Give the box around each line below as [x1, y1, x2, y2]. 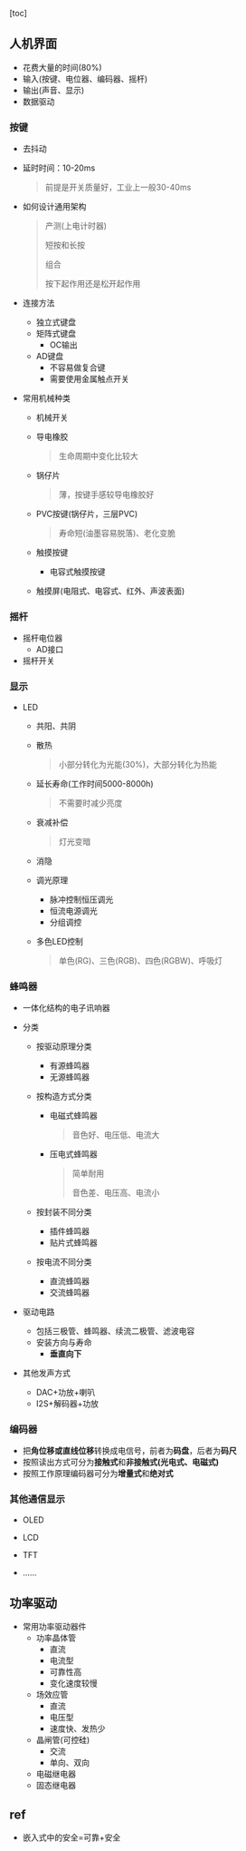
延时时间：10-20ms [22, 162, 96, 173]
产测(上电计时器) [44, 220, 107, 231]
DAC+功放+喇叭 [35, 1387, 96, 1397]
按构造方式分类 [35, 1091, 92, 1102]
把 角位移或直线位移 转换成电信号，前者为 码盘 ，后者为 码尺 [22, 1445, 237, 1456]
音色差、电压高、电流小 [71, 1188, 160, 1198]
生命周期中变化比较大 [58, 451, 138, 462]
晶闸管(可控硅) [35, 1735, 90, 1746]
